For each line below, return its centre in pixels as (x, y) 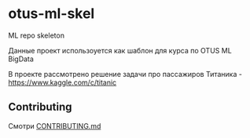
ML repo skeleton (37, 35)
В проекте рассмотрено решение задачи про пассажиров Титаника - (125, 74)
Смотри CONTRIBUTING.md (55, 125)
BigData (21, 59)
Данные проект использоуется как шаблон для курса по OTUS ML (120, 50)
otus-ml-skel (51, 14)
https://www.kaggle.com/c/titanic (63, 82)
